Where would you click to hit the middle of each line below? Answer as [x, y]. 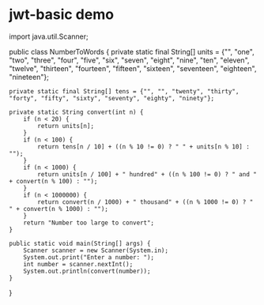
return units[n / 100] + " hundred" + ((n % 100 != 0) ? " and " [147, 174]
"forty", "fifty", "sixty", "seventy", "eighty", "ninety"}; [112, 98]
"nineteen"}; [29, 77]
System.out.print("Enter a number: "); [89, 257]
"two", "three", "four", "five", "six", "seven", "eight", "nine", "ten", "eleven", [129, 60]
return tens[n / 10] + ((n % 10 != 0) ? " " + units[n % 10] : [143, 147]
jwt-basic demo [61, 15]
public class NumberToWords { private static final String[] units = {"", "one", [132, 51]
